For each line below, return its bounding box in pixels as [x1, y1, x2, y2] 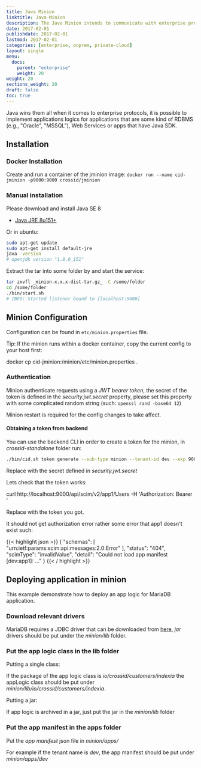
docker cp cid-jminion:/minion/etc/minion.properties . [6, 358, 138, 365]
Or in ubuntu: [6, 228, 39, 235]
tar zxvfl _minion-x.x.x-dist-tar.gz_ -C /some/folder [6, 279, 146, 285]
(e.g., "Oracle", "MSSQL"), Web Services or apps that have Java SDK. [6, 121, 178, 129]
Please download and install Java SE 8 [6, 205, 101, 212]
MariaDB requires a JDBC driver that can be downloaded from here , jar [6, 626, 181, 633]
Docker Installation [6, 157, 63, 166]
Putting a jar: [6, 696, 38, 704]
